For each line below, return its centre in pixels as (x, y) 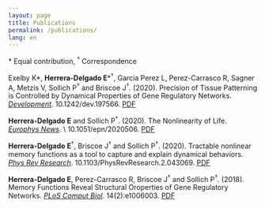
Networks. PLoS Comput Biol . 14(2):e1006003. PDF (92, 196)
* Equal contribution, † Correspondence (72, 60)
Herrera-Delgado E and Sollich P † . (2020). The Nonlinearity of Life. (117, 120)
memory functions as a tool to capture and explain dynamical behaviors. (126, 154)
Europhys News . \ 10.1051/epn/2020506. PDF (82, 129)
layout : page (30, 15)
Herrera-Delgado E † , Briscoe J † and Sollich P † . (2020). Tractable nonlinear (130, 145)
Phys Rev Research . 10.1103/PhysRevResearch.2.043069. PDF (110, 162)
